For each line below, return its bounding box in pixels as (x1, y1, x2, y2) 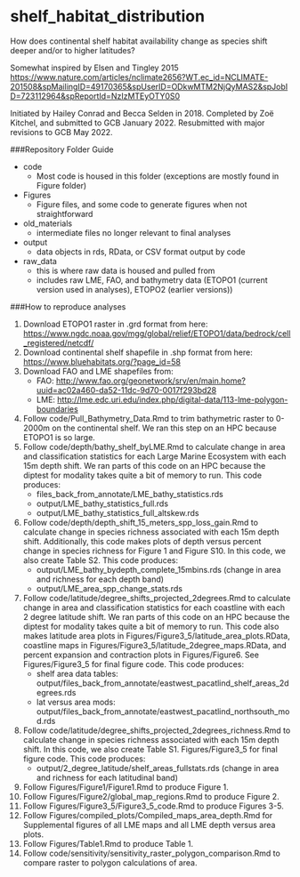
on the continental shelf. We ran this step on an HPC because (52, 422, 277, 433)
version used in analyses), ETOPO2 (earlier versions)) (36, 284, 233, 294)
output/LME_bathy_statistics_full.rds (36, 498, 168, 509)
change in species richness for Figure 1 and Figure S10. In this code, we (22, 545, 286, 556)
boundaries (36, 403, 78, 414)
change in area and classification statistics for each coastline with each (22, 602, 286, 613)
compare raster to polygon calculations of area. (22, 857, 198, 868)
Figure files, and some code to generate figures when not (36, 198, 247, 210)
